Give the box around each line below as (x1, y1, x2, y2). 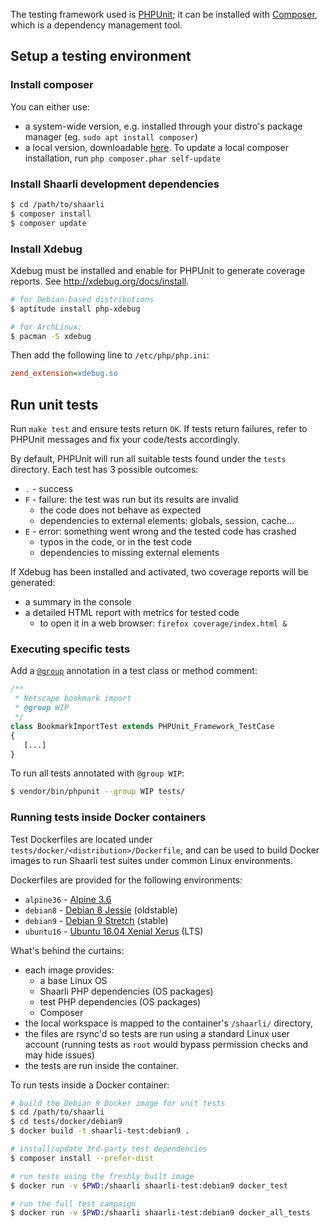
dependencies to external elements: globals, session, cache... (39, 515, 295, 527)
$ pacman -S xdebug (10, 331, 92, 341)
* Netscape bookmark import (14, 694, 132, 704)
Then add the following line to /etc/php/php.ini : (10, 349, 210, 361)
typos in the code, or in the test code (39, 536, 193, 548)
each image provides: (24, 964, 115, 976)
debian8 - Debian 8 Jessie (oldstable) (24, 904, 178, 916)
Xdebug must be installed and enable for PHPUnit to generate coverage (10, 264, 306, 276)
